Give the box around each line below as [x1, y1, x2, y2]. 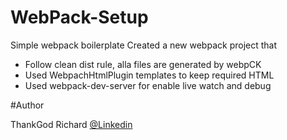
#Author [10, 99, 45, 111]
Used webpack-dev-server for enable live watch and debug [24, 79, 272, 91]
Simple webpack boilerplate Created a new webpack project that [10, 39, 278, 51]
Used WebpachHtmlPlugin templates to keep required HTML [24, 69, 275, 81]
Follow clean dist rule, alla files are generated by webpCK [24, 58, 262, 70]
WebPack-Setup [10, 6, 149, 29]
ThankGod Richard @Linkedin [10, 118, 133, 130]
